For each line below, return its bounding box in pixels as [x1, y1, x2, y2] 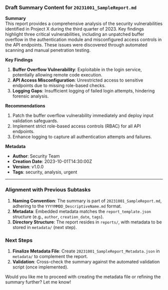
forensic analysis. [12, 93, 49, 99]
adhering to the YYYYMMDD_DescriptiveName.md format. [12, 203, 122, 209]
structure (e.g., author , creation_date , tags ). [12, 213, 104, 219]
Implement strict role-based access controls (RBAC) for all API [12, 123, 141, 129]
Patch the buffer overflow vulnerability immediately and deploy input [12, 112, 153, 118]
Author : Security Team [12, 153, 60, 159]
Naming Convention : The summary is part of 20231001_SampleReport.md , [12, 197, 162, 203]
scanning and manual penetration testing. [5, 47, 91, 53]
